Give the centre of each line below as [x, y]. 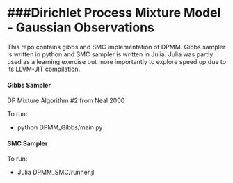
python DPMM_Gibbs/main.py [60, 127]
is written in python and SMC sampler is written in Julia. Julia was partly [110, 54]
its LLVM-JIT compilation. [44, 69]
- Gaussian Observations [81, 27]
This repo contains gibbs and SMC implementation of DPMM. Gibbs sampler [116, 47]
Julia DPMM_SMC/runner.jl [56, 173]
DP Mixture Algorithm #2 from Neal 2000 [66, 101]
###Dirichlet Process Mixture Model [114, 13]
